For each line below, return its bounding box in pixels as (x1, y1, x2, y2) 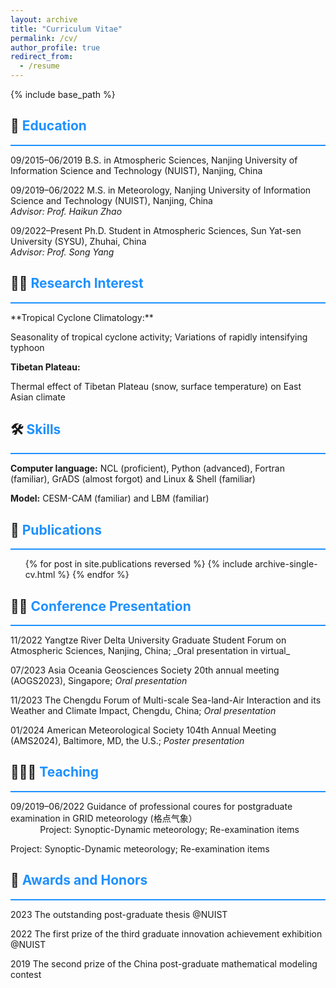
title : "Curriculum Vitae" (10, 24, 123, 34)
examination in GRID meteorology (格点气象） (10, 812, 198, 824)
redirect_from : (10, 52, 74, 62)
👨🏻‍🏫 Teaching (10, 764, 100, 781)
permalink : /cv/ (10, 33, 78, 43)
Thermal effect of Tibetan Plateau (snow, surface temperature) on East (10, 380, 302, 392)
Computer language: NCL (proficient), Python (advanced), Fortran (10, 462, 285, 475)
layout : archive (10, 14, 78, 25)
